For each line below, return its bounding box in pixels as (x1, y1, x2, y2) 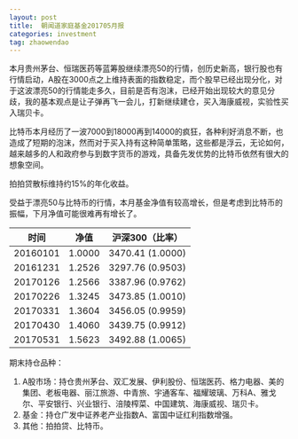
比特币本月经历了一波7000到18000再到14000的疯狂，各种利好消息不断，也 (9, 126, 284, 137)
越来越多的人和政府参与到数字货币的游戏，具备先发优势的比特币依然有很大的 (9, 148, 289, 160)
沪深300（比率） (112, 231, 184, 244)
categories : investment (9, 29, 98, 38)
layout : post (9, 12, 58, 22)
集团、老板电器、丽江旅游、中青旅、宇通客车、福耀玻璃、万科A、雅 (21, 388, 269, 398)
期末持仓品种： (9, 357, 64, 368)
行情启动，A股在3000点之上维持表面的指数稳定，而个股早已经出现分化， (9, 74, 275, 85)
